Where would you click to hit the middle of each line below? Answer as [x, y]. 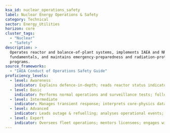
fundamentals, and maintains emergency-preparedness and [71, 57]
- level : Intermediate [34, 99]
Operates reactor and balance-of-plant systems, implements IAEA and [84, 52]
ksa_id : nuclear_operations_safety [43, 10]
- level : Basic [26, 90]
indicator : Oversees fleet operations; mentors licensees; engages [87, 123]
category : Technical [27, 19]
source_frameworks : [26, 66]
